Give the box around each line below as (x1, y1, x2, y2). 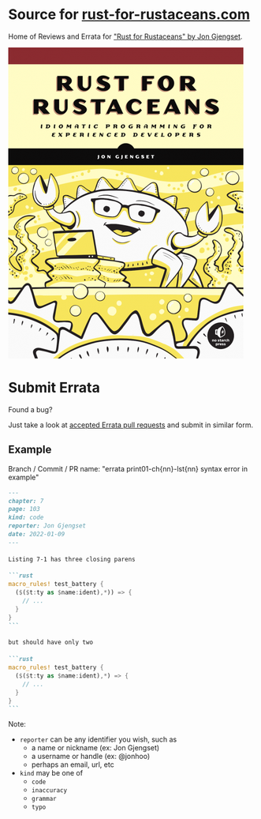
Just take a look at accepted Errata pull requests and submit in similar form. (8, 420, 254, 430)
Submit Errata (8, 379, 100, 396)
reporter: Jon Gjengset (8, 522, 87, 530)
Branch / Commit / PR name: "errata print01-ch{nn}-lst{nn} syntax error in (8, 464, 248, 473)
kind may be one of (19, 768, 84, 778)
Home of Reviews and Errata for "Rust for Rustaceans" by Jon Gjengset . (8, 32, 243, 41)
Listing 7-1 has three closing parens (8, 555, 136, 563)
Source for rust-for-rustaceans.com (8, 6, 251, 24)
